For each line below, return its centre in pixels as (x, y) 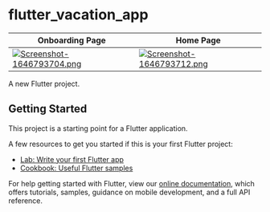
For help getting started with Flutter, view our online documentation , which (132, 183)
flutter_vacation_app (78, 15)
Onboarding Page (72, 40)
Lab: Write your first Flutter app (72, 159)
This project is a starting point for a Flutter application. (98, 128)
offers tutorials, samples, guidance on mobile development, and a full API (129, 192)
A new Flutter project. (44, 84)
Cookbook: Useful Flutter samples (76, 168)
